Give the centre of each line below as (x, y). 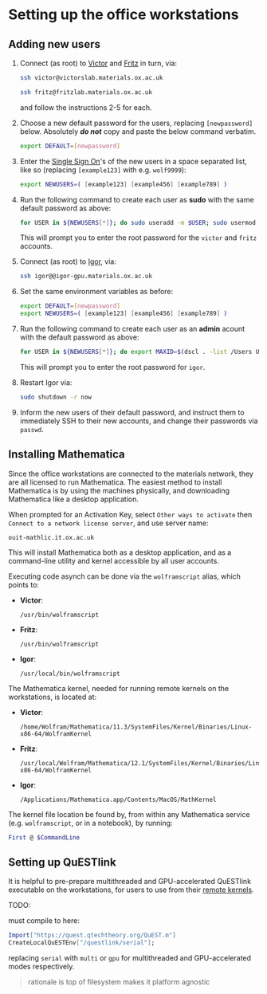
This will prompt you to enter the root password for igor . (112, 367)
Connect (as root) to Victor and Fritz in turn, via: (98, 63)
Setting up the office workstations (124, 15)
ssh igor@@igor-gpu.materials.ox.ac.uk (86, 277)
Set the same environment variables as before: (96, 292)
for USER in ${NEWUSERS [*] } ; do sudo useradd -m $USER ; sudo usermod (138, 222)
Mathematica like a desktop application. (74, 499)
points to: (24, 584)
